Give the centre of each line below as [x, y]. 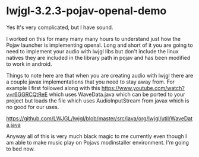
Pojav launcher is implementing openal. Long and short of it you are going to [99, 45]
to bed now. [20, 149]
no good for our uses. [33, 107]
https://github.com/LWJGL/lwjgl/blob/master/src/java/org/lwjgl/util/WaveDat [99, 118]
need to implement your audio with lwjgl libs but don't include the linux [93, 51]
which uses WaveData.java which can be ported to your [117, 94]
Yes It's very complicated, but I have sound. [60, 27]
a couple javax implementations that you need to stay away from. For [91, 82]
